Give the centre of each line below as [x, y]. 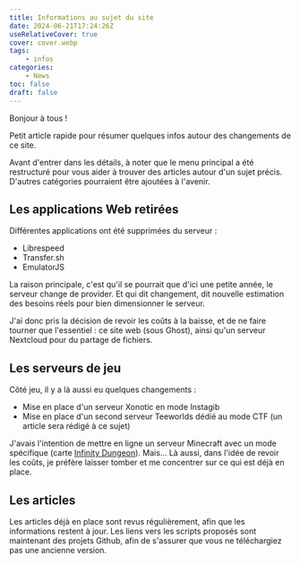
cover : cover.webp [43, 43]
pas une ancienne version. [58, 550]
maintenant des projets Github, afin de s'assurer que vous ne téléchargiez [146, 540]
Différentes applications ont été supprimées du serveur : [113, 231]
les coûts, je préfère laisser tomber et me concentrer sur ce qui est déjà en [147, 463]
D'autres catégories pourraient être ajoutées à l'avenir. [110, 181]
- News [38, 76]
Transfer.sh [43, 258]
